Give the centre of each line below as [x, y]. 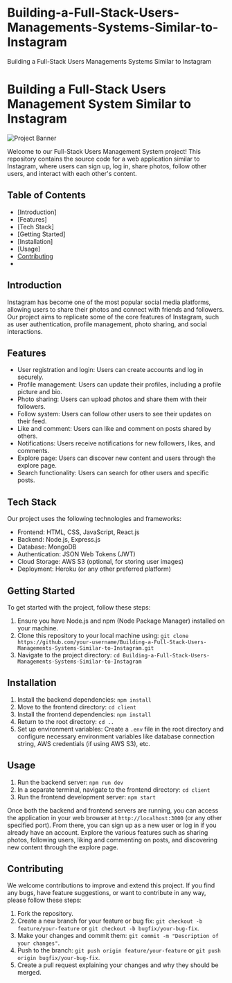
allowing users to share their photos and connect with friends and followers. [116, 309]
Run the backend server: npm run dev [70, 782]
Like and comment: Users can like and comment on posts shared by [114, 429]
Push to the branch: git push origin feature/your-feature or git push [119, 950]
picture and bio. [39, 392]
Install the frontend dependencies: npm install [84, 714]
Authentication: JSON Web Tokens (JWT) [77, 554]
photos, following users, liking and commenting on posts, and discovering [113, 840]
